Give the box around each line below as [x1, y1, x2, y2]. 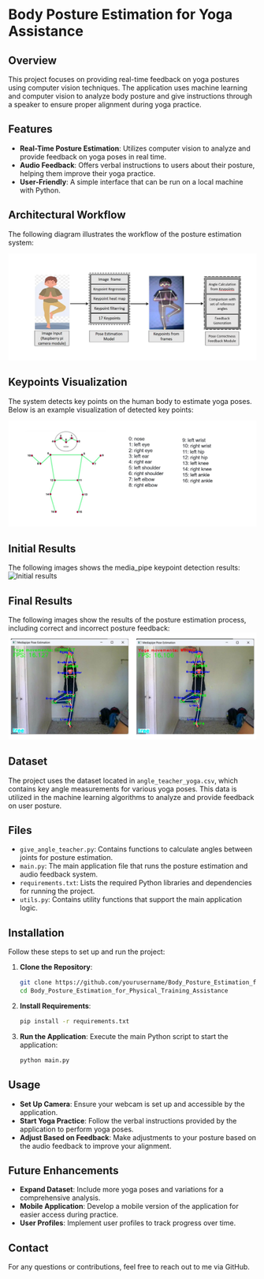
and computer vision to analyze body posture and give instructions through [8, 92, 252, 100]
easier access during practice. [19, 1210, 119, 1220]
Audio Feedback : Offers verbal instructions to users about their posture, [19, 160, 255, 170]
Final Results [8, 594, 73, 608]
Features [8, 122, 53, 136]
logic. [19, 903, 38, 913]
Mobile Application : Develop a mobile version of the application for [19, 1202, 239, 1211]
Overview [8, 54, 58, 67]
